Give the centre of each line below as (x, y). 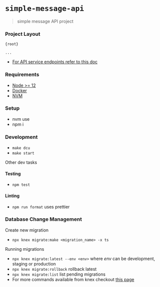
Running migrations (25, 249)
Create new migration (27, 230)
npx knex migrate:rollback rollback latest (54, 269)
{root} (12, 44)
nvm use (21, 119)
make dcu (21, 148)
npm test (21, 185)
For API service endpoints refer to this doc (55, 62)
